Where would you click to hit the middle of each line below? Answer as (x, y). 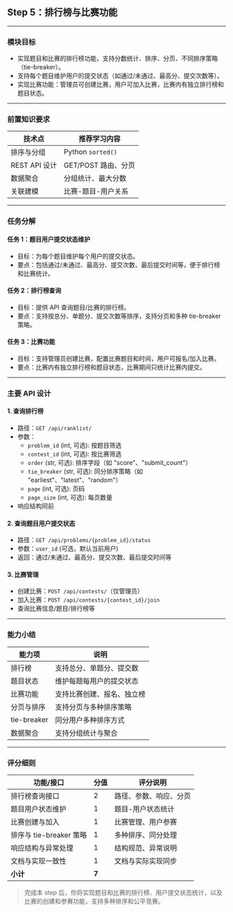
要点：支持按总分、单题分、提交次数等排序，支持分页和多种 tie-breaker (119, 316)
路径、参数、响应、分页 (153, 796)
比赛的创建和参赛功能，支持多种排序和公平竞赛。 (94, 902)
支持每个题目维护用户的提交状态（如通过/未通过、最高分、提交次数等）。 (120, 76)
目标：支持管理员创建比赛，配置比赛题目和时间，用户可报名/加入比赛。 (119, 358)
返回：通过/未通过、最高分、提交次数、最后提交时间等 (94, 557)
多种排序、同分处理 (146, 835)
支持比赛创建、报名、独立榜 (100, 694)
